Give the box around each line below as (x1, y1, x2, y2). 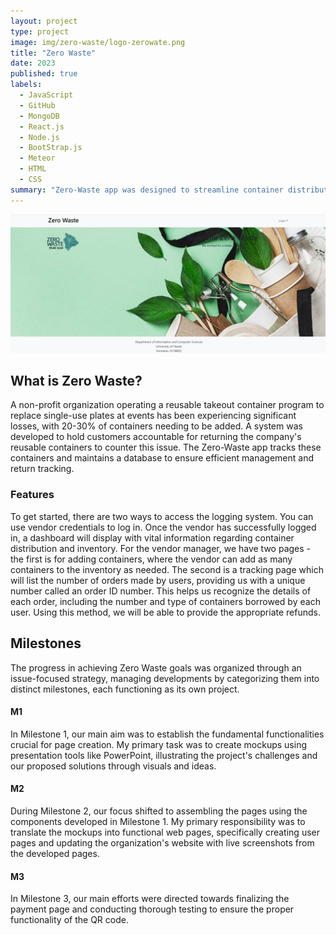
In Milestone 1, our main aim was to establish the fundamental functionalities (10, 728, 325, 740)
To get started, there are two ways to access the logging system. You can (10, 510, 314, 522)
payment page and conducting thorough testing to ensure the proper (10, 903, 295, 915)
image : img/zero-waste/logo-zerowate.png (10, 37, 186, 47)
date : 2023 (10, 58, 56, 69)
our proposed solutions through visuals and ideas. (10, 760, 217, 772)
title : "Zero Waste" (10, 48, 97, 58)
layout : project (10, 16, 78, 26)
